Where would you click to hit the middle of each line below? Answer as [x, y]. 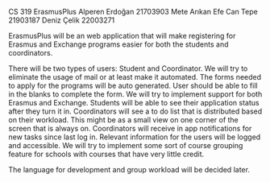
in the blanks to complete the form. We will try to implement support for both [135, 94]
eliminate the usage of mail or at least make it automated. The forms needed [135, 77]
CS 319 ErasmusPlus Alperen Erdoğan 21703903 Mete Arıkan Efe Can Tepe [133, 12]
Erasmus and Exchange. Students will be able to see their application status [134, 103]
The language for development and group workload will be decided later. [129, 170]
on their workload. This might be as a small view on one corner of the [124, 120]
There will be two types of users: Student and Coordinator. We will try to [128, 68]
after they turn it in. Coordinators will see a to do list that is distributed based [135, 111]
